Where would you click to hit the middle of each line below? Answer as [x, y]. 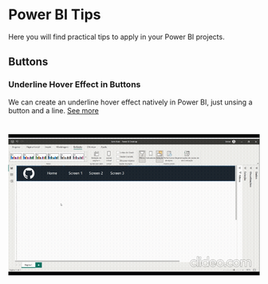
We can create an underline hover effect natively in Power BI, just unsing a [130, 102]
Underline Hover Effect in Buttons [75, 85]
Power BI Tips [55, 15]
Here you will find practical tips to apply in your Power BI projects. [116, 37]
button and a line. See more [54, 110]
